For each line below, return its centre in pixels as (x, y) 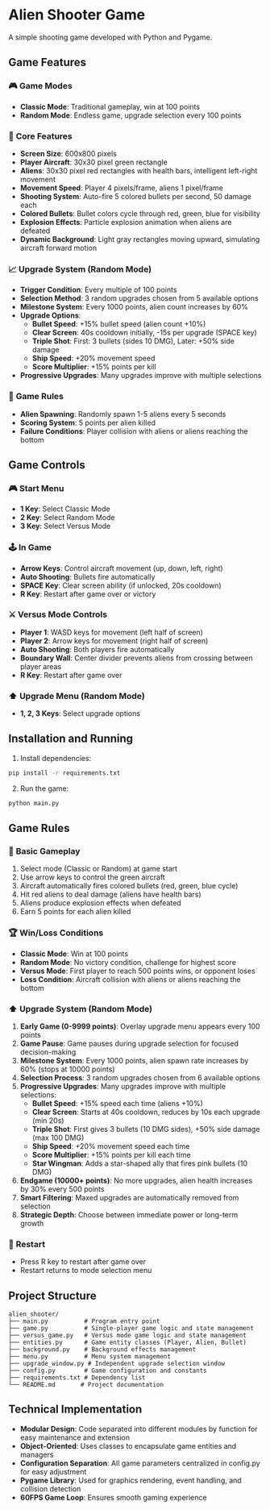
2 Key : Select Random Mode (67, 518)
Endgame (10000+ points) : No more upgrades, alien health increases (136, 1180)
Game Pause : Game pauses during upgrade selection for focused (129, 1043)
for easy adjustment (53, 1471)
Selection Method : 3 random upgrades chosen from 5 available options (139, 298)
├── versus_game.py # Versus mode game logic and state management (128, 1336)
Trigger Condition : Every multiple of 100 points (98, 290)
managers (37, 1454)
